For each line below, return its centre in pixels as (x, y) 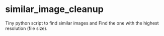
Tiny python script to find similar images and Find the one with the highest (82, 23)
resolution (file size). (26, 28)
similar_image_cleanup (55, 9)
